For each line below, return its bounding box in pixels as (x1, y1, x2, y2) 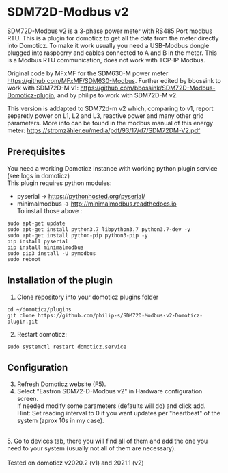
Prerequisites (7, 146, 66, 158)
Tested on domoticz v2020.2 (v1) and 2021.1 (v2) (7, 459, 145, 467)
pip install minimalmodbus (7, 244, 84, 251)
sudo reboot (7, 256, 41, 263)
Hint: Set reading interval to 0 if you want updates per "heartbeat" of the (16, 409, 220, 417)
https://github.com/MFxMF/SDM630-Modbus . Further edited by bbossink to (7, 76, 222, 84)
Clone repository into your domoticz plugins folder (16, 293, 159, 301)
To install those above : (16, 206, 83, 215)
